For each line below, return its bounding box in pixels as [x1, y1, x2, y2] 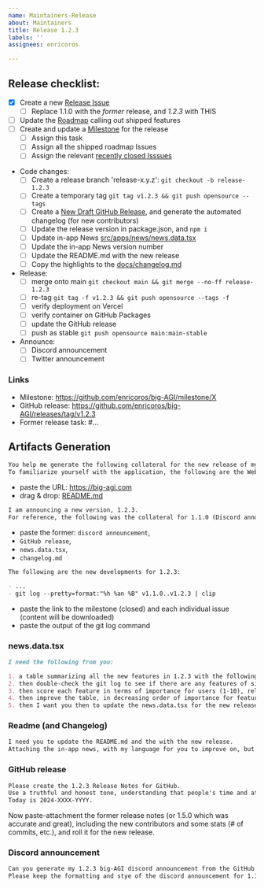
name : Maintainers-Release [8, 11, 97, 20]
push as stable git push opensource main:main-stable [31, 328, 207, 338]
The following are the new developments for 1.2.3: [8, 568, 181, 575]
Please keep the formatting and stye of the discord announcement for [8, 872, 244, 880]
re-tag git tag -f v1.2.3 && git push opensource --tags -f [31, 292, 230, 302]
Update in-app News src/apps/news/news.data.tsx [31, 233, 196, 242]
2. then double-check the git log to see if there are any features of [8, 679, 247, 687]
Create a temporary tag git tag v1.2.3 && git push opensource [31, 191, 240, 201]
